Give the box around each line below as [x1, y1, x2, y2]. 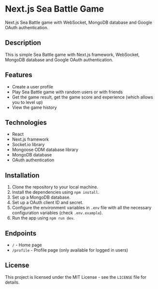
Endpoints [5, 229, 37, 238]
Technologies [5, 118, 47, 127]
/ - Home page [12, 242, 42, 248]
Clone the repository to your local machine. [12, 184, 98, 190]
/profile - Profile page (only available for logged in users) [12, 247, 129, 253]
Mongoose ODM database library [12, 147, 79, 153]
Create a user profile [12, 84, 53, 89]
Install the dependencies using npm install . [12, 189, 100, 195]
